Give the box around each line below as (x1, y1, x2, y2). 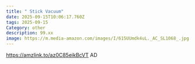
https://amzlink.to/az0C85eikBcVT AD (6, 52, 97, 58)
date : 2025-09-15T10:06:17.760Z (6, 14, 85, 20)
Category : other (6, 24, 46, 31)
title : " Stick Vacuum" (6, 8, 64, 15)
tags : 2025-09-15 (6, 19, 48, 25)
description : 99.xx (6, 30, 54, 36)
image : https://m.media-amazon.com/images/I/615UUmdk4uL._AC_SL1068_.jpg (6, 35, 190, 41)
